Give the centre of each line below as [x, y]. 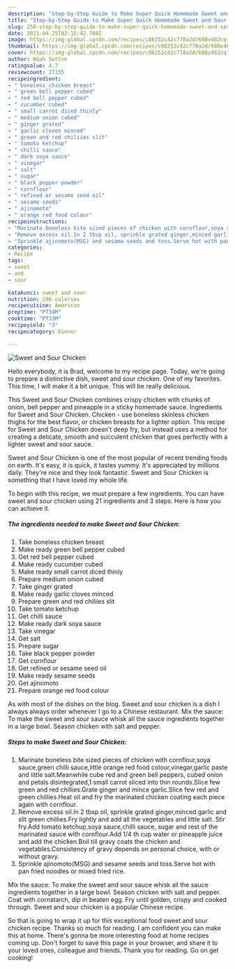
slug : [16, 27]
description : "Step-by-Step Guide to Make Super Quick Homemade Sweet [113, 14]
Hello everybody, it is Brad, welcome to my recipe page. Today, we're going [116, 371]
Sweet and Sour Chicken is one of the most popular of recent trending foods [117, 458]
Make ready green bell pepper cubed [71, 549]
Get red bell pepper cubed [56, 557]
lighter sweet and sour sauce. [51, 444]
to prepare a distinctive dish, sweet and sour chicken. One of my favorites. [115, 379]
